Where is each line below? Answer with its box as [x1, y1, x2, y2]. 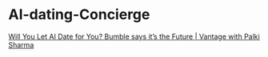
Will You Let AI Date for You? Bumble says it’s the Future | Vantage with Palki [8, 32, 260, 41]
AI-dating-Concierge [8, 6, 150, 24]
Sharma [8, 40, 34, 49]
